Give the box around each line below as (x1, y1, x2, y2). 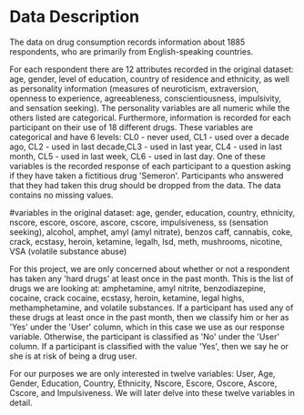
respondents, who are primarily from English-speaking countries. (9, 46, 254, 56)
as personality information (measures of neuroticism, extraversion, (9, 83, 259, 94)
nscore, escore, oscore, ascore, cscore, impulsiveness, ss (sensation (9, 217, 269, 228)
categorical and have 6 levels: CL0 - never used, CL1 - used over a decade (9, 131, 289, 142)
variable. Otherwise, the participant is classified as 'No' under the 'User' (9, 330, 280, 342)
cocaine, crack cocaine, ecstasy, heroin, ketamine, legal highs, (9, 292, 245, 303)
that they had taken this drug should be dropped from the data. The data (9, 179, 281, 190)
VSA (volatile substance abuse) (9, 246, 127, 257)
